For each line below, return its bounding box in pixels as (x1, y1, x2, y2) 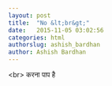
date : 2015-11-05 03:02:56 (8, 26, 104, 34)
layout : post (8, 11, 51, 20)
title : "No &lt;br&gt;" (8, 19, 90, 27)
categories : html (8, 33, 65, 42)
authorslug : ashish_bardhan (8, 41, 101, 49)
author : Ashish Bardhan (8, 48, 87, 56)
